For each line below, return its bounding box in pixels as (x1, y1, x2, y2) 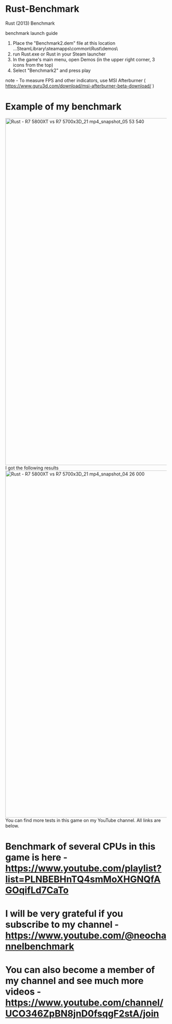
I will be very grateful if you (5, 908, 123, 920)
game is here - (5, 852, 68, 864)
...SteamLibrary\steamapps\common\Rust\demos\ (12, 45, 118, 51)
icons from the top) (12, 62, 54, 68)
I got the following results (5, 465, 59, 471)
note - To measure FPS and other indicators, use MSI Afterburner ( (5, 77, 146, 83)
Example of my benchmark (5, 101, 122, 113)
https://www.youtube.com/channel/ (5, 997, 164, 1009)
